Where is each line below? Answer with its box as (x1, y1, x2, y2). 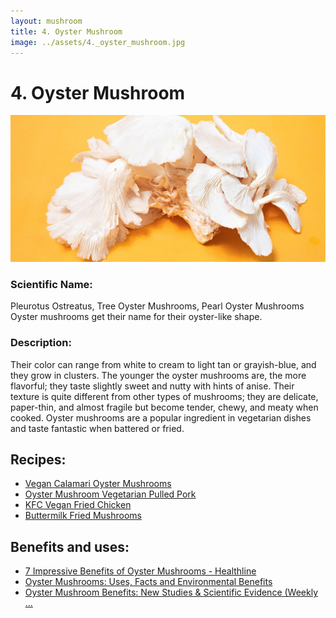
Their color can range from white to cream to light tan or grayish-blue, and (10, 358, 317, 370)
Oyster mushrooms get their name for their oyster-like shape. (10, 311, 263, 323)
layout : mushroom (10, 16, 83, 26)
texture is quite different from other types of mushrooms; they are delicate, (10, 390, 319, 402)
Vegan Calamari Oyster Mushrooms (24, 478, 172, 490)
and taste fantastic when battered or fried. (10, 422, 185, 434)
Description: (10, 336, 72, 350)
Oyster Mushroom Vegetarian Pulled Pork (24, 488, 197, 500)
